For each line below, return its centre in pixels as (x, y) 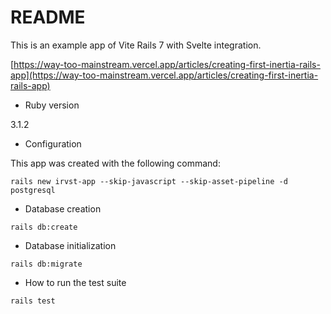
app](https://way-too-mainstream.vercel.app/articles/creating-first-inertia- (164, 75)
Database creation (63, 208)
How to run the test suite (75, 282)
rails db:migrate (46, 264)
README (48, 17)
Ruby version (52, 105)
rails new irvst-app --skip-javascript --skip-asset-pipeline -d (149, 181)
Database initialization (70, 245)
